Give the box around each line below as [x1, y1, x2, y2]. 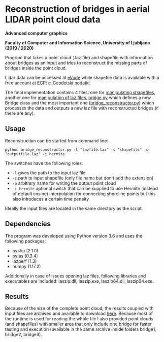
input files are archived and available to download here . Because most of [5, 310, 153, 316]
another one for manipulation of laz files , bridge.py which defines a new [5, 95, 151, 101]
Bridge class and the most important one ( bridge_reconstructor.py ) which [5, 100, 154, 105]
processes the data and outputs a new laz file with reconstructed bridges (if [5, 105, 159, 111]
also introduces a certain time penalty [12, 196, 89, 202]
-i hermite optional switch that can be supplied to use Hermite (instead [12, 185, 158, 191]
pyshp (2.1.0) [12, 247, 38, 253]
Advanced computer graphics [5, 30, 68, 36]
